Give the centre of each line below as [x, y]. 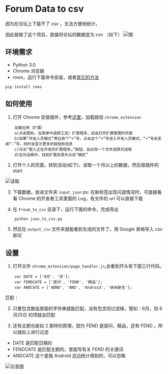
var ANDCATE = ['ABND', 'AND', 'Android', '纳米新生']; [73, 288]
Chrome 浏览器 [29, 71]
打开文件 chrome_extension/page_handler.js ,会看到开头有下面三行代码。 [88, 266]
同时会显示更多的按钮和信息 [48, 144]
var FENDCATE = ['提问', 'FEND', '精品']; [59, 282]
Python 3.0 [24, 65]
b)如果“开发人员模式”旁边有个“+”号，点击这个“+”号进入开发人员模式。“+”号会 [86, 138]
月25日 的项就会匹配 [34, 315]
